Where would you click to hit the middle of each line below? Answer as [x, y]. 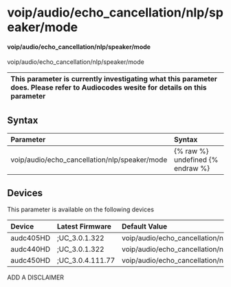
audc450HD [30, 261]
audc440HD [30, 249]
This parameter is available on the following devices [81, 210]
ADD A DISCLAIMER [35, 277]
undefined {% [196, 160]
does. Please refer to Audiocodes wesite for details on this [109, 87]
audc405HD [30, 238]
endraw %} [192, 169]
